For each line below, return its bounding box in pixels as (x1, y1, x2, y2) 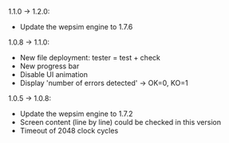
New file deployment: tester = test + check (19, 53, 161, 62)
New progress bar (19, 61, 80, 71)
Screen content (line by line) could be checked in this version (19, 118, 222, 126)
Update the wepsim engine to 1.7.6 (19, 22, 133, 31)
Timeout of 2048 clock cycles (19, 126, 119, 135)
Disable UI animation (19, 70, 89, 79)
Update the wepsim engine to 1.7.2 (19, 109, 133, 118)
